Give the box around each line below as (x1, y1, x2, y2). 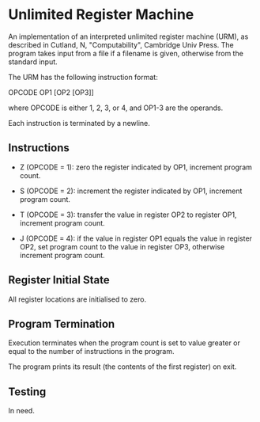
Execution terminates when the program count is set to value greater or (8, 338, 241, 348)
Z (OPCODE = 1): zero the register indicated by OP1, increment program (19, 162, 253, 172)
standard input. (8, 57, 58, 67)
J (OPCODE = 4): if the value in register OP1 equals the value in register (19, 234, 253, 243)
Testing (8, 385, 47, 398)
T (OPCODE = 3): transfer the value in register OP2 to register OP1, (19, 210, 237, 219)
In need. (8, 406, 36, 416)
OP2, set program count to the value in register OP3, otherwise (19, 241, 225, 251)
